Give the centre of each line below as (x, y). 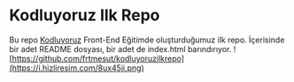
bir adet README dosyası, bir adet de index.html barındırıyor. (120, 48)
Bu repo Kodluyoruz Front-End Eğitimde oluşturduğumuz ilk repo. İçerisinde (147, 40)
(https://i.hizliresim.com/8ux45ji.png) (77, 68)
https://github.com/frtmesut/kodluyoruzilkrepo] (98, 58)
